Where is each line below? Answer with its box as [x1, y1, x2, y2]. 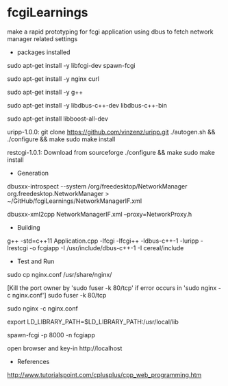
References [16, 357, 50, 365]
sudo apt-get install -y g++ [7, 88, 84, 96]
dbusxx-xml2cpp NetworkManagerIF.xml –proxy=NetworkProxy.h [7, 210, 192, 218]
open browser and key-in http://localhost [7, 344, 123, 352]
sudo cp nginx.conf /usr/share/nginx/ [7, 270, 112, 278]
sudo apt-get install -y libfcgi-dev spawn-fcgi [7, 61, 136, 69]
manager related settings [7, 34, 78, 43]
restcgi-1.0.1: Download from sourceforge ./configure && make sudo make [7, 148, 216, 156]
